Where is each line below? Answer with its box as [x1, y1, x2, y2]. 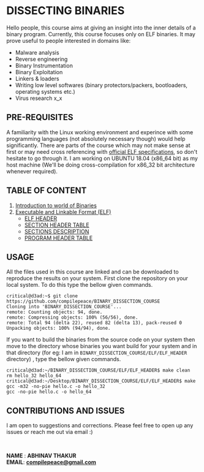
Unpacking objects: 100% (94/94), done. [6, 325, 111, 332]
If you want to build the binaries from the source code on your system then [6, 336, 195, 343]
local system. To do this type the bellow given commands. [6, 281, 153, 289]
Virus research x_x [15, 94, 62, 102]
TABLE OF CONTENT [6, 185, 87, 196]
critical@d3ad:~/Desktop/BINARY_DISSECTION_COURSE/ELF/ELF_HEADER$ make [6, 378, 196, 384]
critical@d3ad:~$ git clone [6, 293, 78, 299]
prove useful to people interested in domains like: [6, 37, 131, 44]
